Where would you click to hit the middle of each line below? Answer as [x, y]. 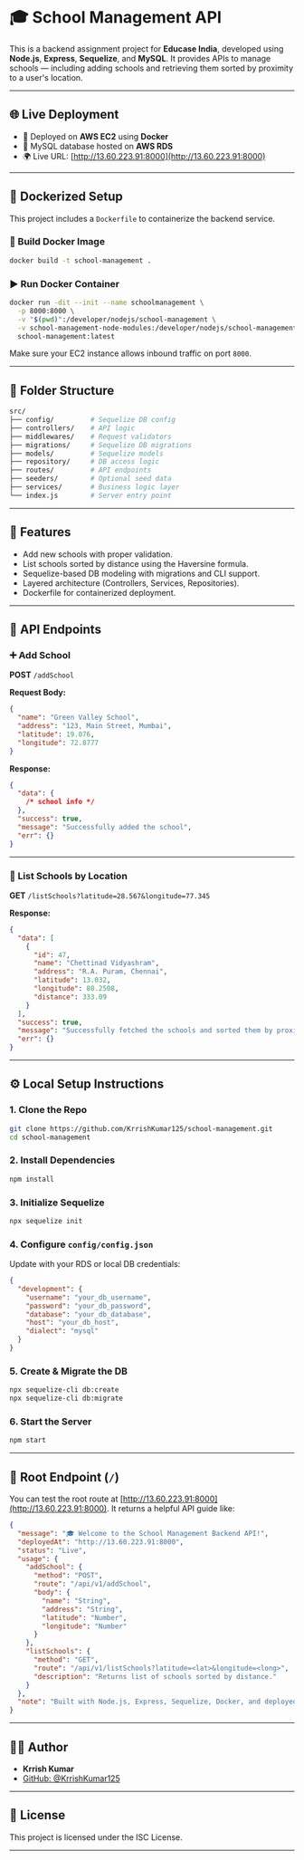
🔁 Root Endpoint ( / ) [64, 1477]
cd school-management [50, 1137]
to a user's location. [46, 77]
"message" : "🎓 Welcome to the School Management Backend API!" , [143, 1533]
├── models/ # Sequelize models [87, 454]
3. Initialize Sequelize [57, 1203]
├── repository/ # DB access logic [85, 462]
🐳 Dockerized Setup [66, 197]
